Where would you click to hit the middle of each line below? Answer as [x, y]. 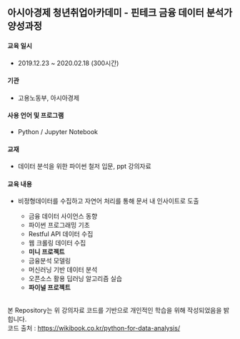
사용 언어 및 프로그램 [36, 116]
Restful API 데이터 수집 [61, 234]
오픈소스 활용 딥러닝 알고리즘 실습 [75, 279]
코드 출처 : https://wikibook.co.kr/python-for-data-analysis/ [94, 328]
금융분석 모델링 [50, 261]
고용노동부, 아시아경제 [49, 98]
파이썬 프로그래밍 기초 [59, 225]
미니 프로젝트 [47, 252]
